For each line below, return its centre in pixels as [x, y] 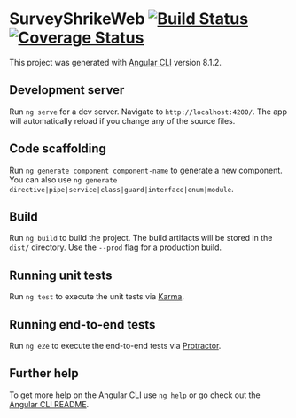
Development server [67, 90]
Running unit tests [61, 275]
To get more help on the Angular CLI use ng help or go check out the [135, 395]
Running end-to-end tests [82, 325]
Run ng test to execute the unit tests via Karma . [97, 297]
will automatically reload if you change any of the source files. [122, 120]
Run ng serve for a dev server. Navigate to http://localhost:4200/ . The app [148, 112]
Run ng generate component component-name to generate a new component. [146, 170]
